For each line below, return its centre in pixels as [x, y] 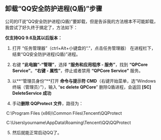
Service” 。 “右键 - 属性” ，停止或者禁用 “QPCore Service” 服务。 [77, 70]
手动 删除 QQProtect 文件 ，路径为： [48, 103]
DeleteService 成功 [32, 93]
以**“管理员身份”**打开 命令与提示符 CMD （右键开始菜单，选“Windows [84, 81]
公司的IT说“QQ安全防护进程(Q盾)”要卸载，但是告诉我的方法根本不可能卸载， [82, 21]
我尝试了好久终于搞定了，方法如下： [41, 27]
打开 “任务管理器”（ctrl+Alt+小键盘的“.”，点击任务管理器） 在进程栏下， [84, 48]
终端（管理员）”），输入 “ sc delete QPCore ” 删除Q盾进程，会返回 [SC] [81, 87]
